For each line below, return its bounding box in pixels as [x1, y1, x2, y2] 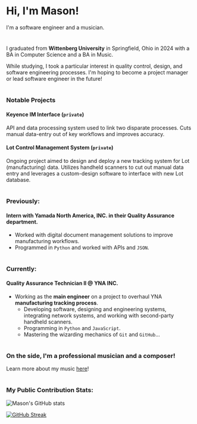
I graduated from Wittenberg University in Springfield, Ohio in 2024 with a [6, 45, 190, 52]
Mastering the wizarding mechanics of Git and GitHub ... [23, 331, 161, 338]
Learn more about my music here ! [6, 365, 89, 372]
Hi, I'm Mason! [6, 4, 79, 18]
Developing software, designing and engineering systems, [23, 305, 167, 313]
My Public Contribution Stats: [6, 386, 93, 394]
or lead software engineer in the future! [6, 76, 102, 83]
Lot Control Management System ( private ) [6, 144, 114, 151]
